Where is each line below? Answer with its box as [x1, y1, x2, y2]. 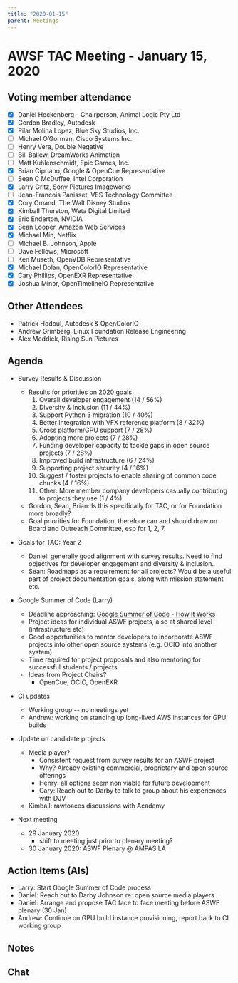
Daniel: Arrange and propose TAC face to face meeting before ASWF [17, 899, 220, 907]
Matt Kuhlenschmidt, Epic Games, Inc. [17, 158, 130, 167]
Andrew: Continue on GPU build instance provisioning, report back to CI [17, 914, 229, 922]
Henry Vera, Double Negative [17, 142, 104, 150]
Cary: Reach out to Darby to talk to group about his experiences [38, 786, 227, 795]
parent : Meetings [7, 17, 59, 24]
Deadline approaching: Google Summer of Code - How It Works [28, 609, 216, 618]
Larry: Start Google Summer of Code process [17, 883, 152, 892]
